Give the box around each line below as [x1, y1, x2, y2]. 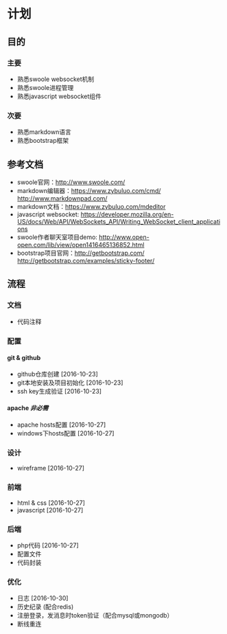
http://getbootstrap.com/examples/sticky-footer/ [16, 256, 155, 264]
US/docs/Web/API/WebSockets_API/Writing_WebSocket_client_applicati [16, 217, 221, 225]
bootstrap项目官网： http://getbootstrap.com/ [16, 249, 145, 257]
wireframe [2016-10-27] [16, 464, 84, 473]
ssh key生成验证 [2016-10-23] [16, 387, 101, 395]
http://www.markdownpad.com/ [16, 194, 108, 203]
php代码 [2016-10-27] [16, 541, 79, 550]
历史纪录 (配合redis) [16, 602, 74, 611]
